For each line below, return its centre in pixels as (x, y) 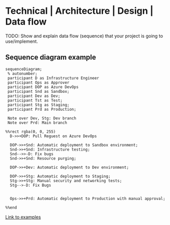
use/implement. (22, 41)
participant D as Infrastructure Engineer (53, 78)
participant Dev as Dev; (34, 96)
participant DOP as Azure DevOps (43, 87)
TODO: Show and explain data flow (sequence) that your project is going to (84, 36)
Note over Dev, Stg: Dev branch (42, 118)
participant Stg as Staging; (39, 105)
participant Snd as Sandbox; (39, 91)
